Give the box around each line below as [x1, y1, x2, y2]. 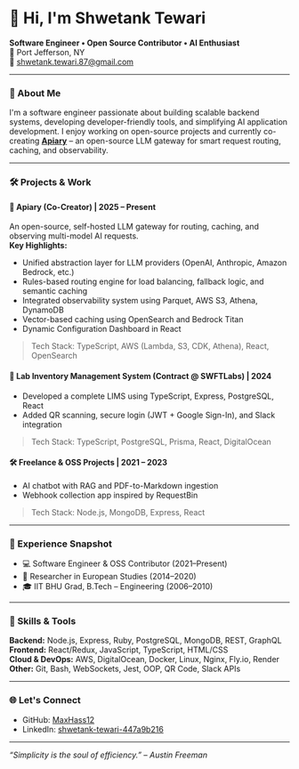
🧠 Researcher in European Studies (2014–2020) [21, 571, 198, 582]
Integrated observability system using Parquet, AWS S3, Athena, [21, 295, 258, 306]
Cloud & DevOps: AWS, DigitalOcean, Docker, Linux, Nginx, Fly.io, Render [9, 654, 280, 665]
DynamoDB [21, 304, 64, 315]
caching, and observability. [9, 145, 109, 156]
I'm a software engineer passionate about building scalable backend [9, 107, 260, 118]
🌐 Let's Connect [9, 694, 82, 707]
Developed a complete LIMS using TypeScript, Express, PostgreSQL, [21, 391, 274, 401]
